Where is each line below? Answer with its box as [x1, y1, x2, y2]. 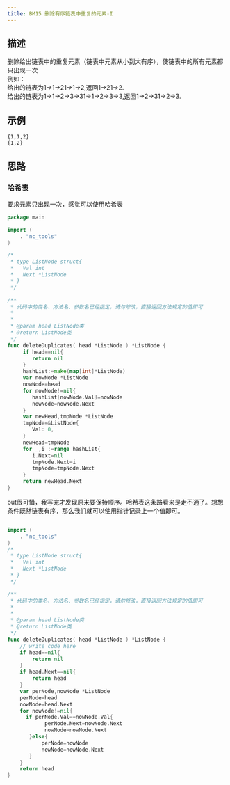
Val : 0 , [32, 426, 54, 434]
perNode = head [19, 694, 58, 701]
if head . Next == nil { [19, 669, 76, 676]
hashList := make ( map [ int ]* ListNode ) [22, 368, 126, 375]
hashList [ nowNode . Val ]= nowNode [32, 394, 123, 401]
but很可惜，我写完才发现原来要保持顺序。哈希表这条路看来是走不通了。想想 [7, 498, 224, 506]
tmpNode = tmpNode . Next [32, 465, 95, 472]
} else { [28, 734, 49, 740]
